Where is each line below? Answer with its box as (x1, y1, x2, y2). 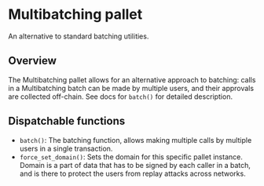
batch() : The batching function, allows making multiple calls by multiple (19, 135, 252, 144)
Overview (8, 54, 57, 67)
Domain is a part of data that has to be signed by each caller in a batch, (19, 160, 251, 170)
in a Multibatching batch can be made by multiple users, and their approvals (8, 83, 254, 93)
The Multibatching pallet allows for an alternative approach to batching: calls (8, 75, 256, 84)
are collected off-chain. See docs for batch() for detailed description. (8, 92, 233, 101)
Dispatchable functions (8, 115, 126, 128)
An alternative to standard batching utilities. (8, 31, 149, 41)
